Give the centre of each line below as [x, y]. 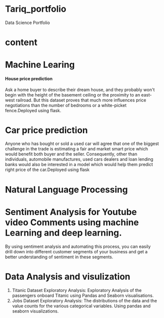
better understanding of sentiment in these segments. [59, 257]
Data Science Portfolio [28, 23]
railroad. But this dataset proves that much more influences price [81, 100]
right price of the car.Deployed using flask [47, 170]
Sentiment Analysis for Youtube [71, 212]
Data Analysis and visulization [68, 277]
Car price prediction [46, 130]
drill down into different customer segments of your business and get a [76, 251]
